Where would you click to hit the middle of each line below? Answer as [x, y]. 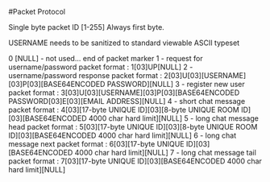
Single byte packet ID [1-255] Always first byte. [87, 27]
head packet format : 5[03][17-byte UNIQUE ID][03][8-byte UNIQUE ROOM [133, 127]
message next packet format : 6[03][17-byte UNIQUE [96, 144]
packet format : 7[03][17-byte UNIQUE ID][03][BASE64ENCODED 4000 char [135, 161]
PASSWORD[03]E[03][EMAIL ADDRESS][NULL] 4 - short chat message [127, 101]
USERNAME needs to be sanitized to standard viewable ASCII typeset [124, 43]
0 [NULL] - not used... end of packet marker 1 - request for [106, 58]
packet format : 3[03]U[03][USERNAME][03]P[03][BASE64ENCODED [124, 93]
